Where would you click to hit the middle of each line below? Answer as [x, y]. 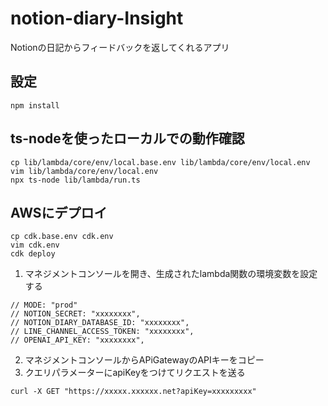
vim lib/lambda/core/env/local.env [84, 171]
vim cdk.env [35, 245]
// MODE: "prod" [44, 305]
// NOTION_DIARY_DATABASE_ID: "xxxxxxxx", [100, 323]
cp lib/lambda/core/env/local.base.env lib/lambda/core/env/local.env [160, 162]
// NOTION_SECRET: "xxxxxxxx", [75, 314]
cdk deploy [33, 254]
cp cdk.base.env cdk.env [62, 237]
